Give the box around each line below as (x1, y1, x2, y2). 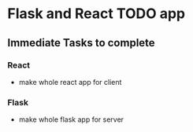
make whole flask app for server (18, 115, 124, 124)
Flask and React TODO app (7, 5, 186, 23)
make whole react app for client (18, 77, 122, 86)
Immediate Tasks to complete (7, 36, 155, 49)
